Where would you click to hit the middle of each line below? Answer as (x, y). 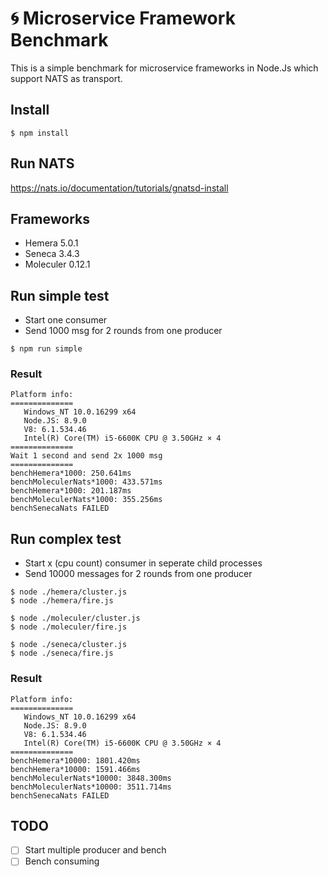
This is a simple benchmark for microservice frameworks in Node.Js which (164, 68)
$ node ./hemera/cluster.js (69, 592)
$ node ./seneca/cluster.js (69, 645)
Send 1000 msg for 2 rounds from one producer (123, 331)
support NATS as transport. (66, 78)
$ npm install (40, 133)
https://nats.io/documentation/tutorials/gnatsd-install (119, 188)
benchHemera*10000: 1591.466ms (75, 769)
